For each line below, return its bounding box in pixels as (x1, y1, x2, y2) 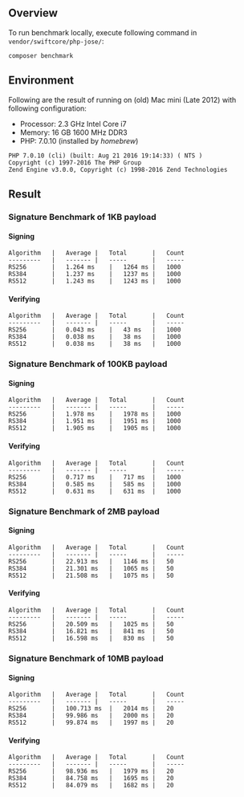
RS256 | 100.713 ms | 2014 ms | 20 (8, 705, 174, 713)
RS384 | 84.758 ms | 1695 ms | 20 (8, 775, 174, 783)
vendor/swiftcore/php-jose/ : (8, 36, 104, 46)
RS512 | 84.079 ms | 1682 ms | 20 (8, 782, 174, 790)
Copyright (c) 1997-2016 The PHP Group (8, 158, 142, 167)
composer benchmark (8, 51, 74, 59)
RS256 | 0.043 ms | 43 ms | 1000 (8, 326, 181, 334)
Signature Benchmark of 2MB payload (8, 506, 161, 517)
